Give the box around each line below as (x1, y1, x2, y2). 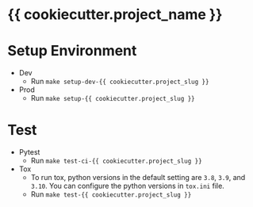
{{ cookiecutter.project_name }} (7, 6, 223, 24)
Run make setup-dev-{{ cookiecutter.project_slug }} (30, 77, 209, 86)
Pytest (18, 148, 40, 157)
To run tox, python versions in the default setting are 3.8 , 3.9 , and (30, 173, 246, 182)
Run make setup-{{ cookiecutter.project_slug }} (30, 94, 195, 103)
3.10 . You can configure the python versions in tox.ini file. (30, 181, 225, 191)
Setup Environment (7, 42, 137, 60)
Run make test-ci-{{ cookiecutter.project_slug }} (30, 156, 203, 166)
